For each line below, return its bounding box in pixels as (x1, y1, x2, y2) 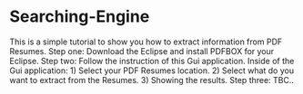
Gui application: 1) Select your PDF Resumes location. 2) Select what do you (9, 65, 294, 76)
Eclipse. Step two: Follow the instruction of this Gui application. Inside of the (9, 55, 295, 66)
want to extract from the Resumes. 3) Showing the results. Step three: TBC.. (9, 74, 294, 85)
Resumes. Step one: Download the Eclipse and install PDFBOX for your (9, 45, 275, 56)
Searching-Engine (9, 6, 150, 27)
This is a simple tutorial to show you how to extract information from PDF (9, 36, 283, 47)
